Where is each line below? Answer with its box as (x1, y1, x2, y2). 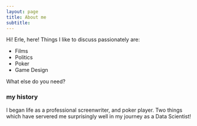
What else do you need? (6, 78, 65, 85)
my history (6, 93, 38, 101)
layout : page (6, 8, 39, 15)
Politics (14, 54, 33, 61)
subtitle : (6, 20, 31, 26)
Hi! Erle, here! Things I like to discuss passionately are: (6, 36, 140, 43)
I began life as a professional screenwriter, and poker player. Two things (6, 106, 183, 114)
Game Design (14, 67, 49, 74)
